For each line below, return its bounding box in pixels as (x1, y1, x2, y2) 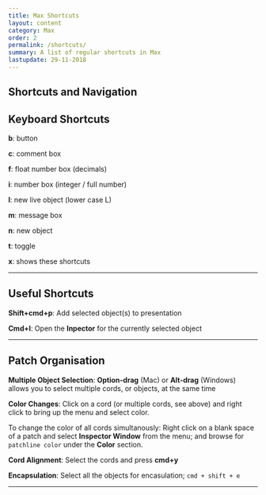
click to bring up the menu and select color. (8, 407, 150, 417)
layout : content (8, 19, 62, 27)
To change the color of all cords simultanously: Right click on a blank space (8, 423, 255, 432)
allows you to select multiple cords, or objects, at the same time (8, 383, 216, 393)
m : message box (8, 211, 63, 220)
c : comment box (8, 149, 62, 159)
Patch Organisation (8, 354, 105, 368)
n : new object (8, 226, 53, 235)
